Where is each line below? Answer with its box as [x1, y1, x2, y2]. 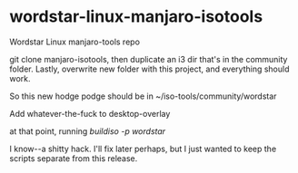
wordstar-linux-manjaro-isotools [9, 6, 263, 27]
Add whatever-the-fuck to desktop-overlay [9, 108, 171, 119]
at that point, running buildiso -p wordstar [9, 125, 166, 137]
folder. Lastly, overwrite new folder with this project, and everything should [9, 63, 290, 74]
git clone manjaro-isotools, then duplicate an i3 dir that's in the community [9, 53, 288, 64]
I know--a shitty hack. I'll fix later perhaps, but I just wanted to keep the [9, 143, 277, 154]
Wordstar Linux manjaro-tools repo [9, 36, 141, 47]
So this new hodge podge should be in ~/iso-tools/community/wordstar [9, 91, 277, 101]
